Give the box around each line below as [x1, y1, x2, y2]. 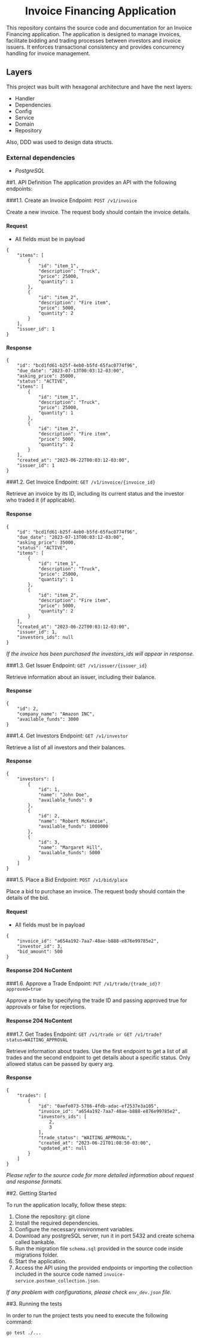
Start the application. [14, 1257, 67, 1264]
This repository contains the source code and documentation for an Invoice [6, 24, 192, 31]
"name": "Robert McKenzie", [38, 818, 109, 825]
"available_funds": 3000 [17, 716, 79, 722]
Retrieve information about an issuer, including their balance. [6, 673, 156, 680]
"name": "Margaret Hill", [38, 845, 103, 851]
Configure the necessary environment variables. [14, 1225, 135, 1233]
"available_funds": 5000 [38, 850, 101, 856]
